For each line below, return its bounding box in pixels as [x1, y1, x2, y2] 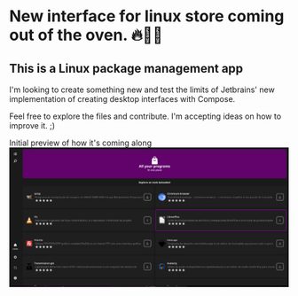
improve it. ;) [9, 121, 56, 130]
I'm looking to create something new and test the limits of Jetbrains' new [9, 84, 275, 95]
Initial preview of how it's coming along [9, 137, 153, 148]
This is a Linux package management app [9, 60, 244, 76]
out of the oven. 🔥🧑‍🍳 [9, 25, 163, 45]
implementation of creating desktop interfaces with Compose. [9, 94, 236, 104]
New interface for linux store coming [9, 6, 285, 27]
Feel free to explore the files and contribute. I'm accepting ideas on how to [9, 111, 282, 121]
